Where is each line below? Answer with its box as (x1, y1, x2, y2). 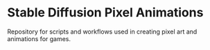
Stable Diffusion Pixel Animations (7, 5, 204, 21)
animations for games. (7, 34, 71, 42)
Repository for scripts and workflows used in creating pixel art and (7, 27, 198, 36)
